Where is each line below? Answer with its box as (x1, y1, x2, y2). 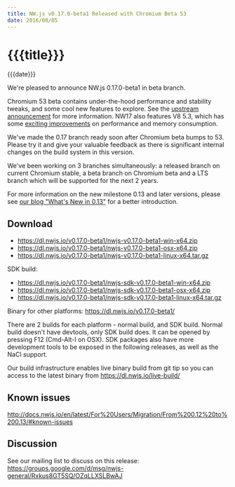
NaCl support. (7, 350, 48, 359)
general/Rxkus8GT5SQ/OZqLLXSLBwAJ (7, 471, 123, 480)
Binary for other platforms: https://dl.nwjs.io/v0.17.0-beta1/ (7, 307, 175, 315)
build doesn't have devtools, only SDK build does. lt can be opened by (7, 328, 210, 336)
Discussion (7, 438, 58, 450)
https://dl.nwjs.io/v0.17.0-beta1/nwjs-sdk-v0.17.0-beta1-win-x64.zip (17, 278, 211, 287)
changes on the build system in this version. (7, 148, 135, 156)
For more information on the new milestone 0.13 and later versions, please (7, 190, 221, 198)
